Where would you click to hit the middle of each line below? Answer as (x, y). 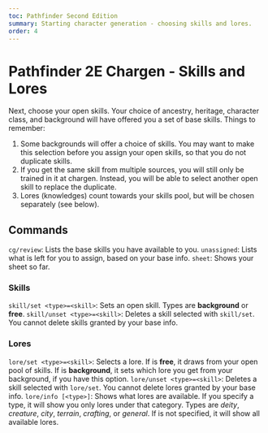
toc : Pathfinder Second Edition (63, 16)
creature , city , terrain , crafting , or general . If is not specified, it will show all (134, 413)
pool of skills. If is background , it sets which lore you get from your (121, 370)
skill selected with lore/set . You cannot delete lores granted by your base (132, 388)
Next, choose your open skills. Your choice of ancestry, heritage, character (134, 111)
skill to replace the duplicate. (68, 187)
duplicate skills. (46, 161)
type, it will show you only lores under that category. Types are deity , (124, 405)
